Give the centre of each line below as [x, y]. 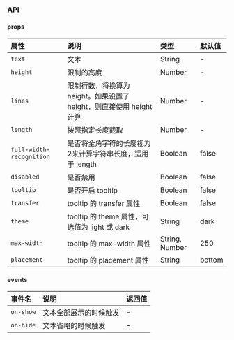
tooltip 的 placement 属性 [108, 260]
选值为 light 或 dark [99, 227]
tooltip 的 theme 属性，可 [108, 216]
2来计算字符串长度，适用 [108, 154]
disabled [25, 177]
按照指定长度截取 [95, 131]
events [17, 279]
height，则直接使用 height [110, 107]
